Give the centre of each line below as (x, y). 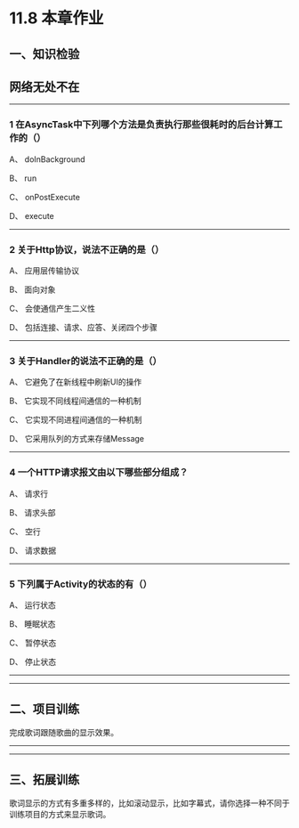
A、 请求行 (29, 493)
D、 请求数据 (33, 550)
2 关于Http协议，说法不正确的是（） (87, 249)
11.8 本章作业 (57, 18)
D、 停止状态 (33, 662)
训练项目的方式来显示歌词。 (60, 814)
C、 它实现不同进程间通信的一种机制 (76, 420)
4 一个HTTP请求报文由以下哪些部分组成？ (99, 473)
